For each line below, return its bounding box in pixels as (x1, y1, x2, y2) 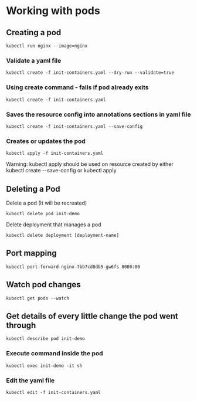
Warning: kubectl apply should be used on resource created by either (6, 161, 174, 168)
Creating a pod (6, 28, 62, 38)
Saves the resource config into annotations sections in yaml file (6, 110, 191, 118)
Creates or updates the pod (6, 137, 86, 145)
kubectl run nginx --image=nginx (6, 43, 88, 49)
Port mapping (6, 248, 57, 259)
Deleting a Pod (6, 183, 60, 194)
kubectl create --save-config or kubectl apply (6, 167, 117, 174)
